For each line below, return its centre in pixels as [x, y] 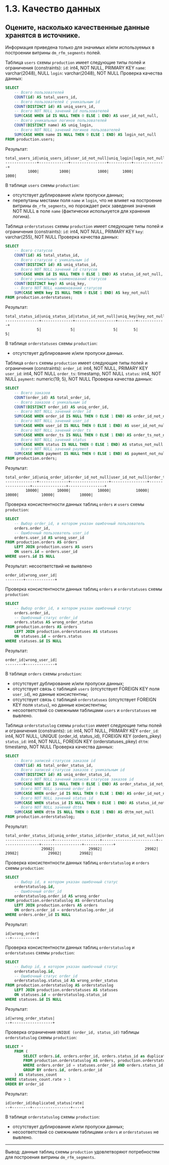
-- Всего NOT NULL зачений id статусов [56, 269]
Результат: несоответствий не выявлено [49, 566]
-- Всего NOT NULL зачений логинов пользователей [67, 130]
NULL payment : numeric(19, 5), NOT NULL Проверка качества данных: [79, 379]
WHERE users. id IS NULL [30, 556]
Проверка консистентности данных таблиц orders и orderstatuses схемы [84, 589]
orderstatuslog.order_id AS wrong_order [57, 896]
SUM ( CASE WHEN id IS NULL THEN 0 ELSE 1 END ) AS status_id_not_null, [89, 274]
